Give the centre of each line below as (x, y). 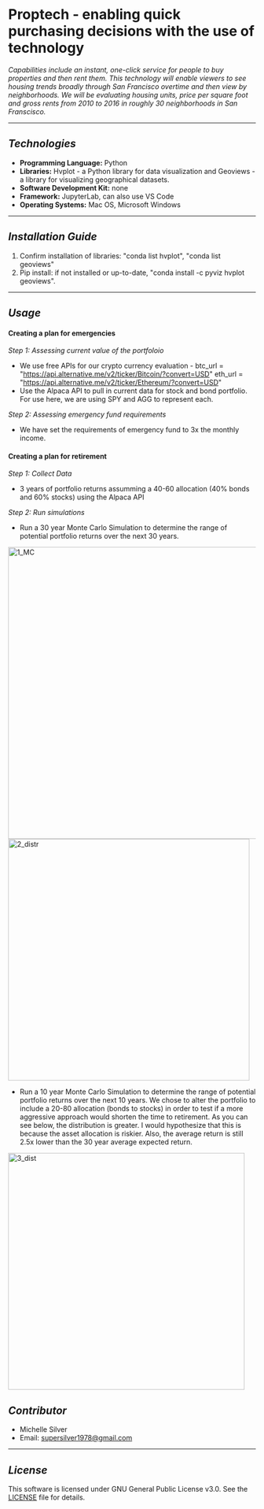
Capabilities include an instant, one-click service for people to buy (116, 69)
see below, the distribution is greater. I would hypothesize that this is (130, 1125)
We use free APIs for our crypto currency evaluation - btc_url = (121, 366)
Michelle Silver (44, 1429)
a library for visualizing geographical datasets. (95, 180)
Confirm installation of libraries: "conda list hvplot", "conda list (120, 256)
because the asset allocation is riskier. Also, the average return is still (131, 1134)
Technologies (42, 144)
